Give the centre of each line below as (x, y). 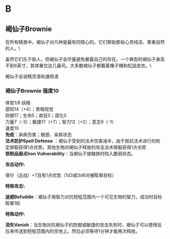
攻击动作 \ (15, 165)
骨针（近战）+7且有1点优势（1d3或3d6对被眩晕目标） (61, 175)
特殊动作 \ (15, 214)
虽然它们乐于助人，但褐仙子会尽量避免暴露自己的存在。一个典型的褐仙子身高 (85, 59)
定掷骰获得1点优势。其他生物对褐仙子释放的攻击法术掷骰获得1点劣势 (76, 147)
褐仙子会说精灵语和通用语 (32, 76)
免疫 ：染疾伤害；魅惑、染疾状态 (38, 135)
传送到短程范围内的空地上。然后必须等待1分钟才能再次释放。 (77, 231)
